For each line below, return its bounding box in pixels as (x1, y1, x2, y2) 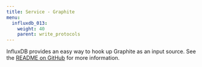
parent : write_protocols (17, 31, 81, 37)
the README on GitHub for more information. (6, 54, 120, 62)
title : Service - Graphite (6, 8, 75, 15)
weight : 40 (17, 25, 45, 32)
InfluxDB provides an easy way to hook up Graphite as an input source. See (6, 48, 197, 55)
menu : (6, 14, 20, 21)
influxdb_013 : (12, 20, 48, 26)
